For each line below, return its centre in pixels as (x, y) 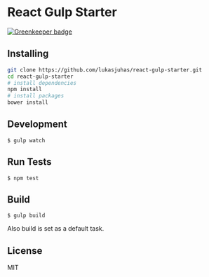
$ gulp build (26, 216)
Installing (28, 54)
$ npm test (23, 178)
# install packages (36, 96)
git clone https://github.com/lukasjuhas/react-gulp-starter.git (104, 70)
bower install (28, 102)
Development (38, 124)
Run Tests (29, 162)
